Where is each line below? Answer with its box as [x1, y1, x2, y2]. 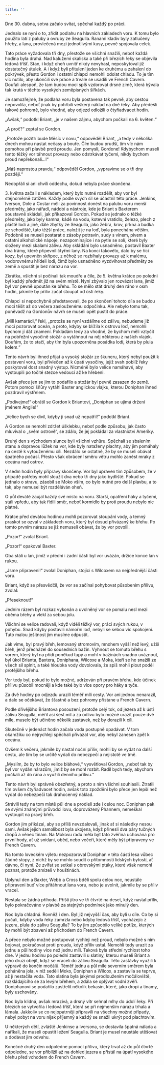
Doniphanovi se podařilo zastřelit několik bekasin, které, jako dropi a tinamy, [5, 983, 158, 989]
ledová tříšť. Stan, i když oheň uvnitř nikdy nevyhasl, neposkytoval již [5, 61, 144, 66]
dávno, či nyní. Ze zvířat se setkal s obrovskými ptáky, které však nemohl [5, 862, 153, 868]
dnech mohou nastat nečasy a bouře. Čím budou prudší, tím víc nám [5, 141, 143, 147]
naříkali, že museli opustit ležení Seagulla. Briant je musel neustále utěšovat [5, 1029, 158, 1035]
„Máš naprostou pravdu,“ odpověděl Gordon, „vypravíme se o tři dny [5, 166, 143, 172]
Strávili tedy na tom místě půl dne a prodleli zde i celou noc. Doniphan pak [5, 801, 155, 807]
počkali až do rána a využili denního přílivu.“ [5, 771, 94, 777]
